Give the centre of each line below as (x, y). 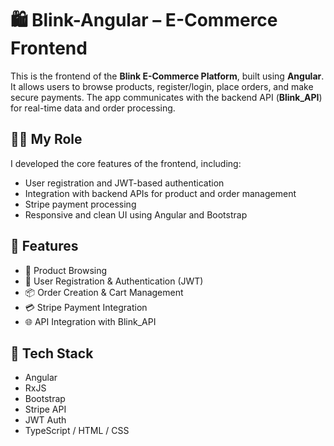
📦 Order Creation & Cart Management (104, 292)
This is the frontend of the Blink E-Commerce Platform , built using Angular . (167, 76)
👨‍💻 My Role (46, 139)
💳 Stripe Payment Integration (86, 307)
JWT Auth (45, 420)
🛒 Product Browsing (66, 270)
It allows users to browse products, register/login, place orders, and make (162, 86)
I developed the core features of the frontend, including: (126, 163)
